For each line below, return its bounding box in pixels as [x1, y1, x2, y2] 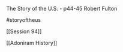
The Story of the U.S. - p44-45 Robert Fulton [6, 5, 118, 12]
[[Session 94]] [6, 28, 42, 35]
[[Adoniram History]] [6, 40, 58, 46]
